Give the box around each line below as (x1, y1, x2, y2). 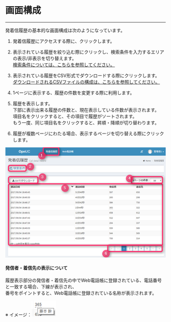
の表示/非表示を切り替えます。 (12, 55, 77, 61)
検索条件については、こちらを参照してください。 (12, 62, 116, 68)
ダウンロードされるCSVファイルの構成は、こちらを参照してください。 (12, 78, 160, 85)
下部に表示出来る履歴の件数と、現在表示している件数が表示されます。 (12, 106, 159, 113)
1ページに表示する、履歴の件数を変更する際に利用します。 (12, 90, 135, 96)
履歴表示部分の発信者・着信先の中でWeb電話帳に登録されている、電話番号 (5, 277, 162, 283)
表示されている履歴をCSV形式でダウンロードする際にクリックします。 (12, 72, 160, 78)
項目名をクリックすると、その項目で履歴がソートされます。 (12, 113, 137, 119)
